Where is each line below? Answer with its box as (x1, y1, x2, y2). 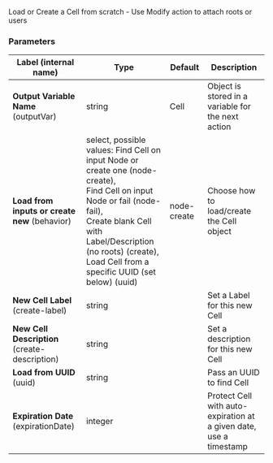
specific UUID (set (86, 266, 157, 278)
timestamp (206, 441, 248, 452)
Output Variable (12, 91, 76, 102)
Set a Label (206, 290, 250, 301)
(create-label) (12, 305, 67, 316)
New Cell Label (12, 295, 72, 306)
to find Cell (206, 377, 249, 388)
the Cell (206, 215, 237, 227)
